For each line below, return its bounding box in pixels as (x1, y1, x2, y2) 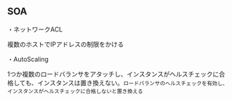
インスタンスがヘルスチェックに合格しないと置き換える (7, 88, 143, 95)
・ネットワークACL (7, 25, 63, 34)
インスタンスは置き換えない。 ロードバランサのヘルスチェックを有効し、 (37, 79, 228, 87)
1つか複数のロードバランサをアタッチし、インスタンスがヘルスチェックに (7, 69, 219, 78)
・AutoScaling (7, 55, 49, 63)
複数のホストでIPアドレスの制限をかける (7, 40, 124, 48)
